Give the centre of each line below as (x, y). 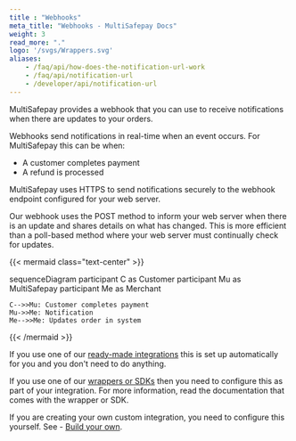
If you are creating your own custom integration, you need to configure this (147, 417)
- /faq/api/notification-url (79, 76)
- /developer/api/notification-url (91, 84)
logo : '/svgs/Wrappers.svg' (62, 51)
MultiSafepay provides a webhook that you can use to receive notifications (146, 109)
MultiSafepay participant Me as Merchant (85, 288)
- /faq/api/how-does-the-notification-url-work (115, 68)
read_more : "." (37, 42)
